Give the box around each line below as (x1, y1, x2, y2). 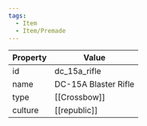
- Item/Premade (15, 26, 66, 35)
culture (12, 105, 39, 116)
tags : (8, 11, 26, 20)
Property (12, 52, 47, 63)
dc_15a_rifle (54, 66, 101, 77)
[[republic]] (54, 105, 98, 116)
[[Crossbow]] (54, 91, 105, 103)
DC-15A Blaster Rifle (54, 79, 135, 90)
